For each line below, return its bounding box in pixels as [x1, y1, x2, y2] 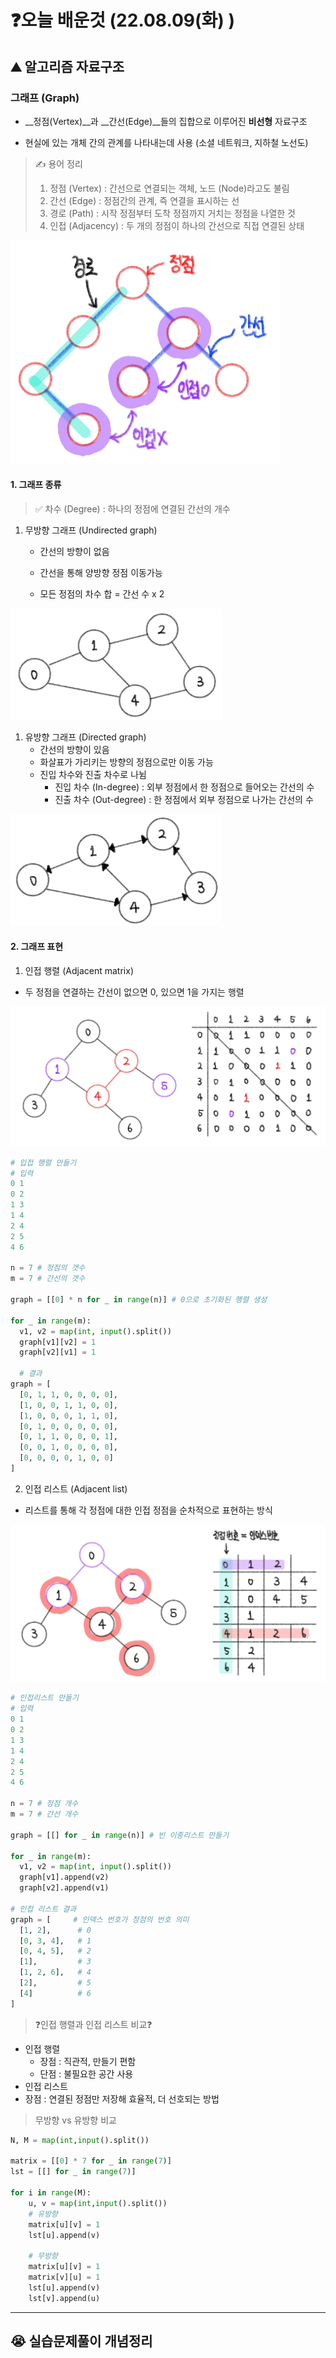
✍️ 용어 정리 [34, 157, 83, 170]
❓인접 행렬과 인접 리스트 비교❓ [34, 2018, 153, 2030]
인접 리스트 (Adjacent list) [24, 1482, 128, 1495]
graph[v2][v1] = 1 [19, 1347, 97, 1358]
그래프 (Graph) [10, 91, 80, 105]
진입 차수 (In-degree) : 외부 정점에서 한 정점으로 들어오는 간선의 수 [54, 781, 315, 793]
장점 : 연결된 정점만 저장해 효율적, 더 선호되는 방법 [24, 2092, 220, 2105]
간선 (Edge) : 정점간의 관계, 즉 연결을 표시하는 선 [49, 194, 240, 206]
